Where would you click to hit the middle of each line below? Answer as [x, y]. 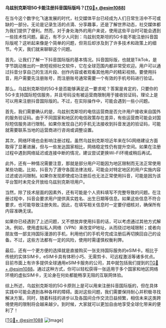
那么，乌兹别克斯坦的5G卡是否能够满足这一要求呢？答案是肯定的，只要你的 [82, 89]
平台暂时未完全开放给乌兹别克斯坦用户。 [46, 182]
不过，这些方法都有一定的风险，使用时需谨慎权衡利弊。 [70, 240]
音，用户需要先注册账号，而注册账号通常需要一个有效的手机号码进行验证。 [81, 78]
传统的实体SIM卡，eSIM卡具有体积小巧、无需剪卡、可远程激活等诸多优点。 [81, 257]
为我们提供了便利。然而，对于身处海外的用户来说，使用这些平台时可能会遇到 [83, 31]
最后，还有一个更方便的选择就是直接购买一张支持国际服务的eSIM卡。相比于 [82, 250]
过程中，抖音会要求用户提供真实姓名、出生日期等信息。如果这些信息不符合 [85, 199]
